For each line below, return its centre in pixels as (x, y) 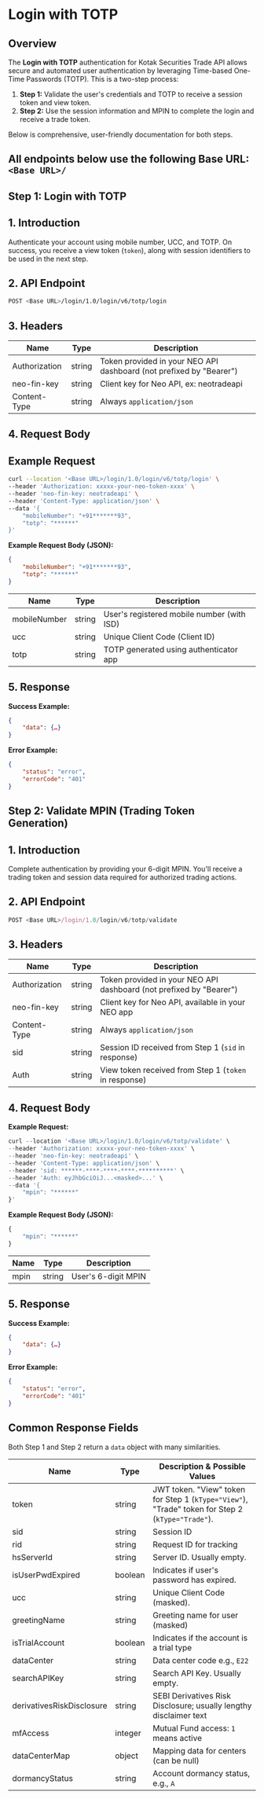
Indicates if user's (185, 1570)
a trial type (172, 1647)
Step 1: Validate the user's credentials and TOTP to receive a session (131, 94)
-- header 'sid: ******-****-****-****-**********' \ (96, 1170)
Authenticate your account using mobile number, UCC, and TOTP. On (120, 242)
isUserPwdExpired (46, 1575)
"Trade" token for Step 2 (198, 1509)
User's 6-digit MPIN (109, 1276)
